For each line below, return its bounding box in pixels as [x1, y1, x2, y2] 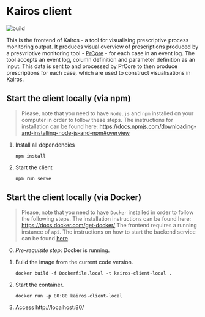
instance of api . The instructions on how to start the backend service [21, 228, 196, 235]
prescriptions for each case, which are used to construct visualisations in [6, 69, 191, 76]
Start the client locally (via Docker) [6, 192, 142, 203]
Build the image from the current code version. [15, 258, 133, 265]
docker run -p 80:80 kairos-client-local [15, 292, 122, 299]
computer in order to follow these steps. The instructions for [21, 116, 173, 123]
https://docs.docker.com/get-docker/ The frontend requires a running [21, 221, 197, 229]
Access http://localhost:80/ [15, 304, 84, 311]
